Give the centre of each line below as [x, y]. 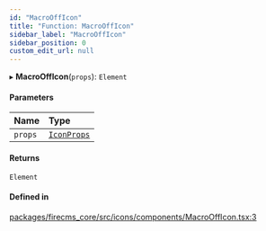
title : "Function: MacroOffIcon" [72, 26]
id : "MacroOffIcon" [46, 18]
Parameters [31, 97]
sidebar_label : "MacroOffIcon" [68, 34]
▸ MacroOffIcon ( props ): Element [68, 76]
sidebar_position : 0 [48, 43]
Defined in [29, 197]
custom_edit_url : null [52, 51]
